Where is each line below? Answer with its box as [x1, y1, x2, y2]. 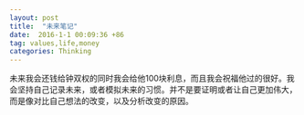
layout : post [9, 13, 59, 23]
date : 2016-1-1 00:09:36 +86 [9, 30, 125, 39]
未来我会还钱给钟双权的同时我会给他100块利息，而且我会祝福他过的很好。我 [9, 73, 295, 84]
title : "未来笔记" [9, 22, 79, 31]
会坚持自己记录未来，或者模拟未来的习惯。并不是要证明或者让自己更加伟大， [9, 84, 298, 95]
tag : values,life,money [9, 38, 100, 48]
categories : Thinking [9, 47, 92, 56]
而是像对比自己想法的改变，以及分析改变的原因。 [9, 96, 194, 107]
